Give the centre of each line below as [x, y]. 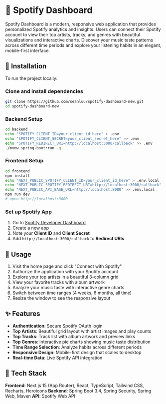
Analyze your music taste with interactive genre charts [68, 287]
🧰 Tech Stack [26, 373]
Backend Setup [24, 119]
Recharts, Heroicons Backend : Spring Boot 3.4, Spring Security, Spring [78, 391]
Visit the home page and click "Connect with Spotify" [67, 266]
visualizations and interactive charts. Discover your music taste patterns [79, 40]
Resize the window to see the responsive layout [61, 298]
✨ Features [23, 314]
